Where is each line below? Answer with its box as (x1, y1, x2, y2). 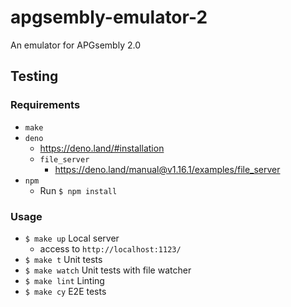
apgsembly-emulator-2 (10, 6, 208, 29)
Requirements (10, 98, 81, 112)
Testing (10, 68, 59, 85)
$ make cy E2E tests (24, 285, 107, 297)
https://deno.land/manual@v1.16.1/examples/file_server (54, 163, 281, 175)
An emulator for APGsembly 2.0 (10, 39, 141, 51)
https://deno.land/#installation (39, 142, 165, 154)
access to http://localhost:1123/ (39, 242, 182, 255)
